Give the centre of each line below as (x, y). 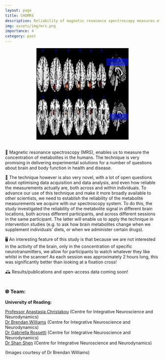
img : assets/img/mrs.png (30, 26)
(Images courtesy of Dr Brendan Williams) (47, 353)
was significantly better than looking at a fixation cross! (61, 262)
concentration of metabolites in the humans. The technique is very (72, 157)
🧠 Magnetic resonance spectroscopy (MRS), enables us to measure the (77, 152)
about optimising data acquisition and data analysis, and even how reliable (80, 182)
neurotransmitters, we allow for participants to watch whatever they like (78, 252)
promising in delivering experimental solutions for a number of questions (79, 163)
